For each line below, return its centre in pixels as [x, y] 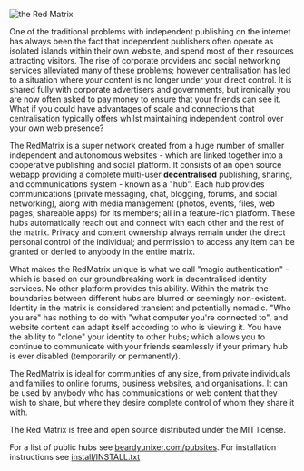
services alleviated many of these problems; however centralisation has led [150, 70]
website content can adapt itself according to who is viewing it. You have [146, 327]
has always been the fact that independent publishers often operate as [142, 41]
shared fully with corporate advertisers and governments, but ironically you [150, 89]
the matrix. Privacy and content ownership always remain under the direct [147, 232]
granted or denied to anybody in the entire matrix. [103, 251]
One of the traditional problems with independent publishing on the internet [150, 31]
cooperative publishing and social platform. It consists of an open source [146, 165]
